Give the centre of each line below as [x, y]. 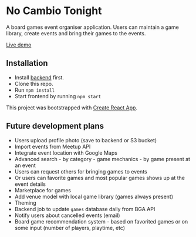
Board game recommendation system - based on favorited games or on [101, 221]
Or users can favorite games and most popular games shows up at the [99, 178]
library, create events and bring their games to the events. [76, 33]
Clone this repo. [34, 84]
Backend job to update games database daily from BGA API [85, 209]
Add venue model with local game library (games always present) [94, 196]
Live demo [19, 45]
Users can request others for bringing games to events [81, 171]
